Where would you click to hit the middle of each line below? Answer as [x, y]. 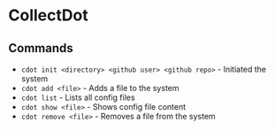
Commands [41, 48]
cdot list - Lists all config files [78, 97]
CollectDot [49, 15]
